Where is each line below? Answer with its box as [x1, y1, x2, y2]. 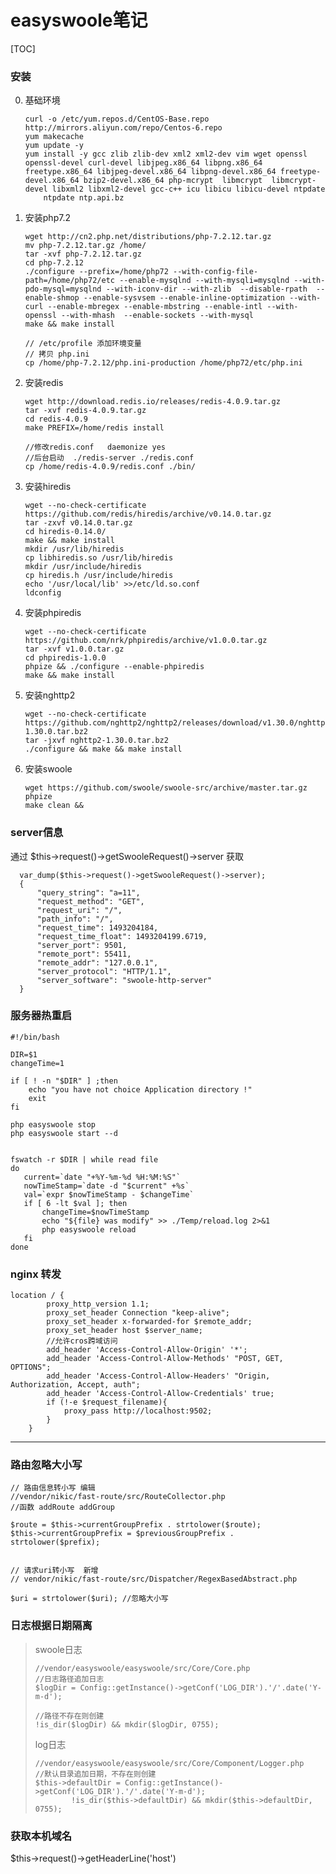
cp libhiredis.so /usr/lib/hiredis [24, 553, 174, 563]
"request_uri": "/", [36, 905, 123, 915]
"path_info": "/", [36, 914, 114, 924]
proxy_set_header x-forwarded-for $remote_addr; [46, 1317, 253, 1327]
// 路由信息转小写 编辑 [10, 1483, 96, 1493]
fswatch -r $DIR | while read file [10, 1154, 159, 1165]
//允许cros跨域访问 [46, 1336, 118, 1346]
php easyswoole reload [41, 1224, 137, 1235]
